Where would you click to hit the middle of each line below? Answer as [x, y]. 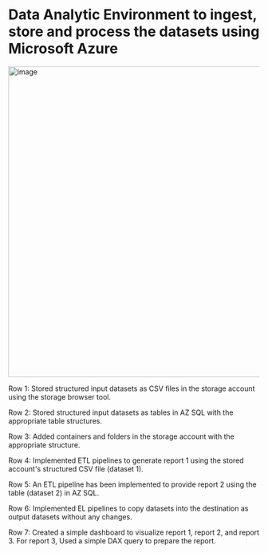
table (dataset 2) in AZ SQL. [54, 492]
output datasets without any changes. [71, 516]
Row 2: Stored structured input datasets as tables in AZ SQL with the [121, 412]
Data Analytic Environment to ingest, [133, 15]
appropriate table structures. [55, 420]
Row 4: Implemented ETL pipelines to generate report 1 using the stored [126, 460]
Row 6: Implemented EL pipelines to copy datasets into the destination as [128, 508]
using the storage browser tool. [60, 396]
